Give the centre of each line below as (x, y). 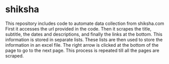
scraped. (14, 56)
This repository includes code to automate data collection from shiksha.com (85, 23)
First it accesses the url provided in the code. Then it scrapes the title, (78, 28)
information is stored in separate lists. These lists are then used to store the (84, 40)
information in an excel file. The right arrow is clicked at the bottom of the (82, 45)
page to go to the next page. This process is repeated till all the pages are (82, 50)
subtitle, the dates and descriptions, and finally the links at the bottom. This (84, 34)
